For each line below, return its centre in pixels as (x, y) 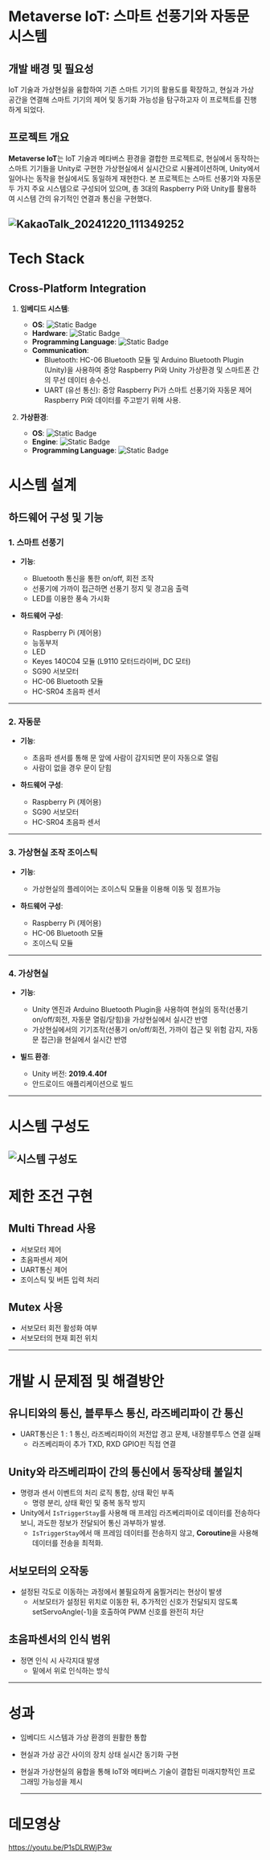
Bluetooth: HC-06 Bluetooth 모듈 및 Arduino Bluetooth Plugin (143, 360)
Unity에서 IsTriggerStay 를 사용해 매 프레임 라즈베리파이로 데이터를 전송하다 (140, 1513)
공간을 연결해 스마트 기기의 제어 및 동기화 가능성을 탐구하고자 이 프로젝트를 (125, 100)
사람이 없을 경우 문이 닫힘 (72, 768)
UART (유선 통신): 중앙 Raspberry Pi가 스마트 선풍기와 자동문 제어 (148, 390)
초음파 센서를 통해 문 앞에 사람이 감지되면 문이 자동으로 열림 (125, 758)
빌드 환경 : (35, 1056)
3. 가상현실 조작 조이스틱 (53, 853)
